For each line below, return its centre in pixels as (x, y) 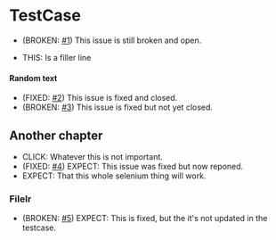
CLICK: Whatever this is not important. (92, 156)
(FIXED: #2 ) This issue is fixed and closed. (100, 98)
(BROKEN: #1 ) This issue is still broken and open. (112, 40)
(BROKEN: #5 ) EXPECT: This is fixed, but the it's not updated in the (145, 219)
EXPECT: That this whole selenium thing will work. (114, 176)
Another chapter (56, 135)
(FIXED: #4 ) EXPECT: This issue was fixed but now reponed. (133, 166)
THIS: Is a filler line (57, 57)
